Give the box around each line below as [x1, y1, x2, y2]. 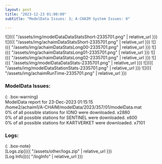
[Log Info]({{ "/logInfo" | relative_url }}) [5, 153, 83, 159]
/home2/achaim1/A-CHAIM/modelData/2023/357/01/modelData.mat [5, 104, 142, 110]
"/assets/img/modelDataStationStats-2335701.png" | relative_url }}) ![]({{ [5, 65, 152, 71]
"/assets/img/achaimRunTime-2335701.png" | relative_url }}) [5, 70, 127, 76]
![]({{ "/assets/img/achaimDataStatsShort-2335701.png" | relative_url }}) [5, 39, 151, 45]
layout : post [5, 7, 32, 12]
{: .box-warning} [5, 94, 38, 99]
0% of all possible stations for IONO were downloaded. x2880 [5, 109, 131, 115]
